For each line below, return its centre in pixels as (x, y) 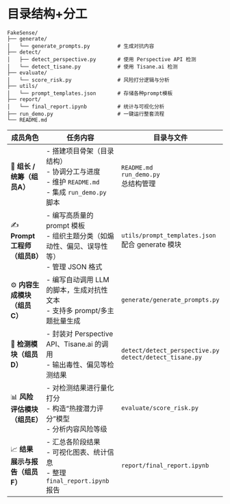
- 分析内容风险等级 (76, 428)
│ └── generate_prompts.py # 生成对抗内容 (81, 46)
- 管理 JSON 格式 (74, 266)
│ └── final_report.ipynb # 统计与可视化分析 (86, 106)
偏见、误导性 (87, 246)
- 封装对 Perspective (79, 334)
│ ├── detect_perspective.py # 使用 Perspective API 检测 (102, 59)
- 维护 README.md (73, 181)
